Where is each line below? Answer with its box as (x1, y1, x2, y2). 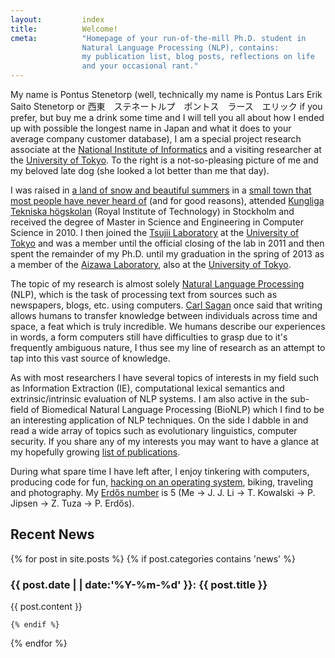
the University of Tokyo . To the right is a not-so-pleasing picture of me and (10, 154, 319, 166)
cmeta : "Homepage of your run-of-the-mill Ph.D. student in (10, 33, 307, 43)
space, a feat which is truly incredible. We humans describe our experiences (10, 321, 326, 332)
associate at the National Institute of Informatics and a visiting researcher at (10, 144, 322, 155)
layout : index (10, 14, 105, 25)
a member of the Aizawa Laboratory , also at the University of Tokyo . (10, 259, 292, 270)
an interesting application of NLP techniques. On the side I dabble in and (10, 414, 309, 426)
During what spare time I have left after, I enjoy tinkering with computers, (10, 466, 310, 477)
